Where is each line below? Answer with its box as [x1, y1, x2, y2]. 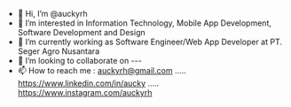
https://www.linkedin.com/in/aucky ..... [17, 78, 160, 88]
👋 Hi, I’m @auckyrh [17, 9, 88, 19]
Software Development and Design [17, 27, 145, 37]
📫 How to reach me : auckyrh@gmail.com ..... [17, 65, 186, 75]
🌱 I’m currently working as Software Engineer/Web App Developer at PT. [17, 36, 282, 47]
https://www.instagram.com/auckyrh [17, 88, 153, 97]
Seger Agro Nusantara [17, 46, 100, 57]
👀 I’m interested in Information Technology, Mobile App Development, [17, 18, 272, 28]
